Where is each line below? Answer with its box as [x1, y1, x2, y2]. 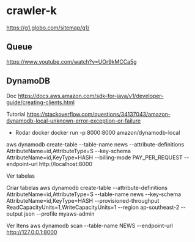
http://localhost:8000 [39, 160, 93, 167]
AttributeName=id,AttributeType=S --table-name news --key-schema [6, 191, 182, 198]
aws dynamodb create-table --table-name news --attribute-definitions [6, 140, 185, 148]
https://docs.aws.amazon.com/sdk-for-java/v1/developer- [18, 92, 164, 99]
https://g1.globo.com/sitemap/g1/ [6, 24, 90, 31]
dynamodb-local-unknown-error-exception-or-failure [6, 117, 141, 124]
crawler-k [6, 4, 57, 18]
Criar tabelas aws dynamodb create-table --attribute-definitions [6, 184, 168, 191]
